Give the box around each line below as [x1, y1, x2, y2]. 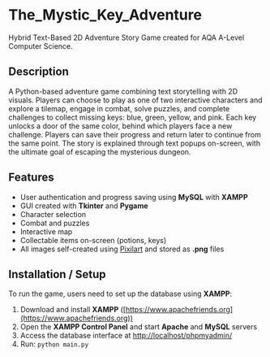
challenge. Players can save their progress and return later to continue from [8, 129, 261, 139]
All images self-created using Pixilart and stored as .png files [19, 244, 225, 254]
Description [8, 65, 69, 79]
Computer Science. [8, 41, 73, 50]
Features [8, 171, 54, 185]
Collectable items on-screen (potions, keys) [19, 235, 167, 245]
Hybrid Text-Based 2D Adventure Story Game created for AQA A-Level [8, 33, 245, 42]
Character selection [19, 209, 87, 219]
